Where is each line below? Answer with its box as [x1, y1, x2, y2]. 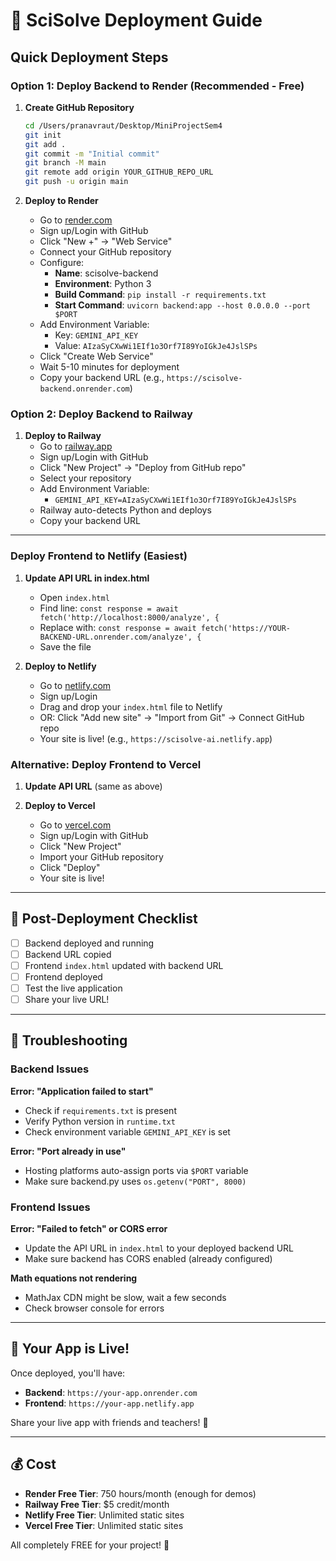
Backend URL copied [24, 948, 112, 960]
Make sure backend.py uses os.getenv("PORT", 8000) [24, 1175, 247, 1187]
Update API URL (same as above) [24, 780, 163, 792]
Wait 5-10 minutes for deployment [39, 361, 180, 373]
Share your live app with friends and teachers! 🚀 [10, 1416, 209, 1428]
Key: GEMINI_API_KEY [54, 329, 139, 341]
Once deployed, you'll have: [10, 1367, 126, 1379]
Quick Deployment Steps [10, 49, 169, 66]
